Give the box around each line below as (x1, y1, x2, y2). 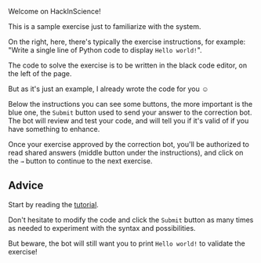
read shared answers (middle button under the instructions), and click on (8, 148, 244, 157)
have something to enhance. (8, 125, 100, 133)
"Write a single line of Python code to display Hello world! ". (8, 46, 202, 54)
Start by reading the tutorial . (8, 199, 100, 209)
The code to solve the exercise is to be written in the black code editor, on (8, 60, 248, 70)
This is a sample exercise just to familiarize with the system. (8, 22, 201, 31)
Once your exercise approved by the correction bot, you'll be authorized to (8, 140, 249, 148)
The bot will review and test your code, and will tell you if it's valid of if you (8, 116, 249, 125)
